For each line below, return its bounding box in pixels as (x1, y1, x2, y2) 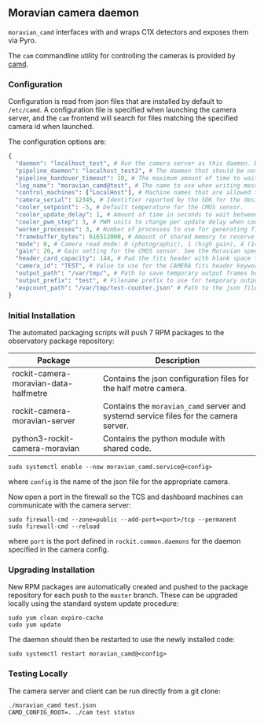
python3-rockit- (12, 433, 75, 444)
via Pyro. (8, 35, 37, 45)
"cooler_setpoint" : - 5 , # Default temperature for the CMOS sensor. (15, 204, 244, 212)
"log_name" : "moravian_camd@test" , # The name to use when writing (15, 181, 241, 190)
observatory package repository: (8, 336, 115, 345)
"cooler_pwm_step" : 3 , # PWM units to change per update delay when (15, 218, 244, 226)
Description (155, 354, 200, 365)
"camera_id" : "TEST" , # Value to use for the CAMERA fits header (15, 262, 234, 270)
